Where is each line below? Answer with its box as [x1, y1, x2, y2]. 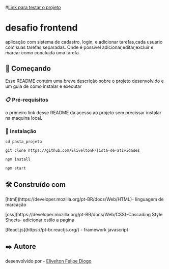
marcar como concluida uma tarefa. [5, 49, 80, 55]
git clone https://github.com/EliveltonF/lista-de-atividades [5, 148, 140, 153]
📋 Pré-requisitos [5, 96, 48, 103]
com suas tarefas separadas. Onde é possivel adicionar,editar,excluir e [5, 44, 154, 50]
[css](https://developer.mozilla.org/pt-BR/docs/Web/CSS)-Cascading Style [5, 212, 163, 218]
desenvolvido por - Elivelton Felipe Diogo [5, 258, 92, 264]
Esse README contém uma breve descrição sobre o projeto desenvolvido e [5, 78, 164, 84]
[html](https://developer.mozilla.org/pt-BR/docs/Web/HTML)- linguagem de [5, 196, 164, 203]
